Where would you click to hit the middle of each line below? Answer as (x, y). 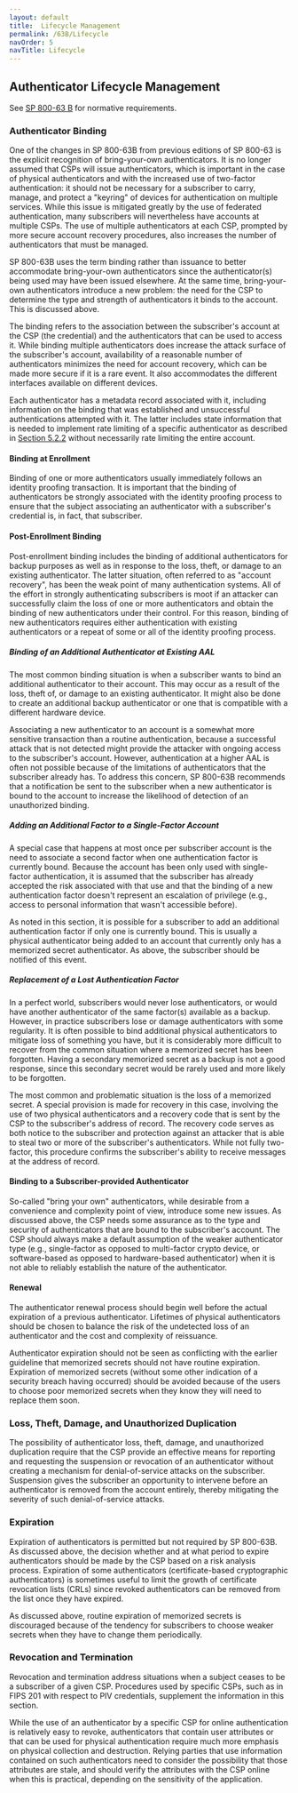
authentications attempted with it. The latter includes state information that (145, 420)
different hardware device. (58, 712)
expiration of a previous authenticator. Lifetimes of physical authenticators (145, 1317)
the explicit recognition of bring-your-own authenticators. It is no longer (141, 160)
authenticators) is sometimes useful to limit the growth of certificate (133, 1580)
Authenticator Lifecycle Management (115, 87)
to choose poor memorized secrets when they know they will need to (135, 1390)
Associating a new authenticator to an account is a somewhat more (132, 729)
